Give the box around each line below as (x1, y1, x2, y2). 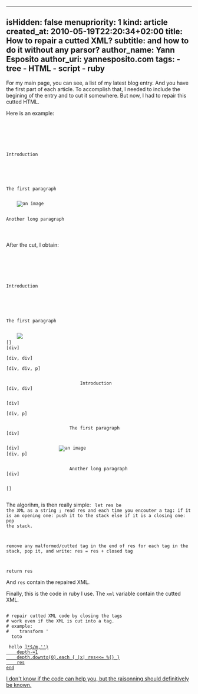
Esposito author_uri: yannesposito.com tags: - (6, 54, 181, 64)
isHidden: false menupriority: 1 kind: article (6, 17, 168, 27)
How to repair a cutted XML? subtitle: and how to (6, 36, 189, 46)
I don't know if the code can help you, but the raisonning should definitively (6, 675, 190, 682)
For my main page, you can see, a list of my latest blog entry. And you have (6, 79, 189, 86)
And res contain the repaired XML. (6, 578, 90, 586)
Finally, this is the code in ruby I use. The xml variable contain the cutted (6, 590, 181, 597)
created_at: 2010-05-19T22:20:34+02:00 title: (6, 27, 183, 37)
